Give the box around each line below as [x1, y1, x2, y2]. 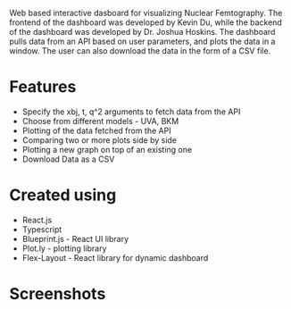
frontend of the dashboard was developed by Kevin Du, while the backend [9, 17, 283, 28]
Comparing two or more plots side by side [21, 134, 177, 146]
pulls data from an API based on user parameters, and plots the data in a [9, 36, 276, 46]
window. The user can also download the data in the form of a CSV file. [9, 46, 271, 56]
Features [9, 77, 77, 97]
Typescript [21, 223, 62, 235]
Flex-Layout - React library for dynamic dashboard [21, 252, 209, 263]
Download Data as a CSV [21, 154, 115, 164]
